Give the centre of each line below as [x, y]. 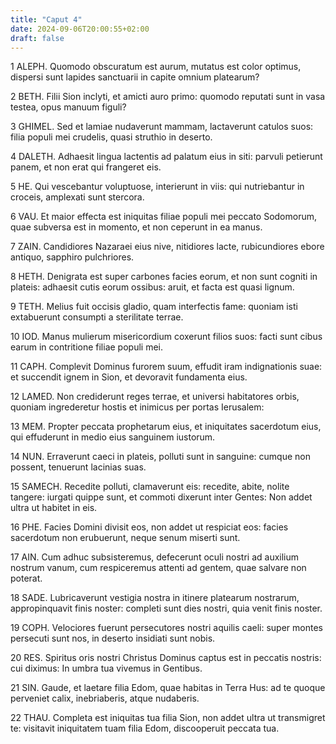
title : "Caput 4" [46, 19]
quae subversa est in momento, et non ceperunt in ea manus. [136, 227]
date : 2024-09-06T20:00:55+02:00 [80, 29]
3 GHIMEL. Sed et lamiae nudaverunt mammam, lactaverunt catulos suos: [162, 127]
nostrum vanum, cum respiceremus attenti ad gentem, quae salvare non [158, 568]
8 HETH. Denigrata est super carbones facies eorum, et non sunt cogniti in [164, 277]
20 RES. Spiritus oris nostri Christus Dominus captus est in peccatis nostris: [166, 658]
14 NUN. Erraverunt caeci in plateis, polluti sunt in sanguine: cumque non [160, 457]
